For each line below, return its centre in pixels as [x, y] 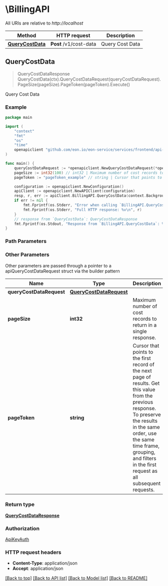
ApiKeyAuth [17, 539]
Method [27, 35]
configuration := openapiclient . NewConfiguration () [69, 186]
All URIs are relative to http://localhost [44, 23]
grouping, [144, 452]
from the [142, 396]
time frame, [146, 446]
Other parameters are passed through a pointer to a [58, 265]
